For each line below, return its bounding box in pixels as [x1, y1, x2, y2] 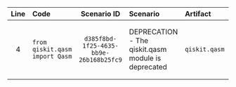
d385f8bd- [84, 35, 117, 43]
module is [129, 53, 162, 62]
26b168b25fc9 [78, 56, 123, 64]
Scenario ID [80, 9, 121, 18]
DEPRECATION [129, 27, 178, 36]
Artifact [185, 9, 211, 18]
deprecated [129, 62, 167, 72]
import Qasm [32, 53, 72, 60]
